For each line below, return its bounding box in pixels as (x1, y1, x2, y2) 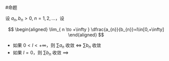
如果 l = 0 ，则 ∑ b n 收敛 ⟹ (12, 49, 69, 57)
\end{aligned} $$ (68, 32, 104, 38)
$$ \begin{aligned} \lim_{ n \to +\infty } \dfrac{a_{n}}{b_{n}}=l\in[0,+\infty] (8, 26, 164, 32)
